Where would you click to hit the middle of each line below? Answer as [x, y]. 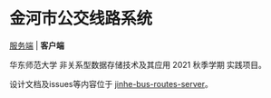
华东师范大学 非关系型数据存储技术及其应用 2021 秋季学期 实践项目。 [138, 64]
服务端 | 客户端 [37, 45]
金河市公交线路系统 [81, 19]
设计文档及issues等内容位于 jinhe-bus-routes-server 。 [111, 83]
